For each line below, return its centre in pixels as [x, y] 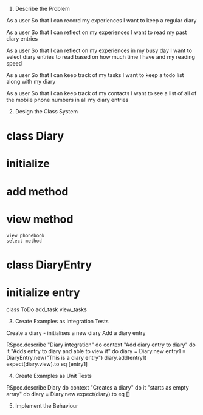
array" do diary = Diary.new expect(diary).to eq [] [68, 394]
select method [24, 241]
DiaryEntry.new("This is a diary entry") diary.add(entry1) [77, 357]
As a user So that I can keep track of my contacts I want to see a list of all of [101, 93]
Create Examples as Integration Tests [62, 321]
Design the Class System [46, 111]
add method [37, 191]
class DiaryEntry [49, 265]
